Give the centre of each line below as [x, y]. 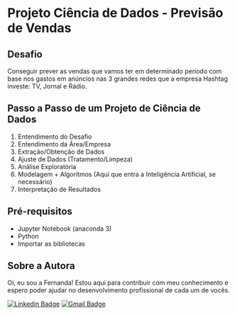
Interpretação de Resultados [59, 189]
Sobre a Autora [42, 266]
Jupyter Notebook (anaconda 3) [65, 229]
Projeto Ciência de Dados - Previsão [115, 13]
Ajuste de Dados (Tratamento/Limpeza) [75, 159]
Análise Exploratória [47, 166]
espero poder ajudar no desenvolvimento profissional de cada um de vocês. [119, 290]
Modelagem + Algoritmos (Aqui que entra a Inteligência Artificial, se [117, 174]
